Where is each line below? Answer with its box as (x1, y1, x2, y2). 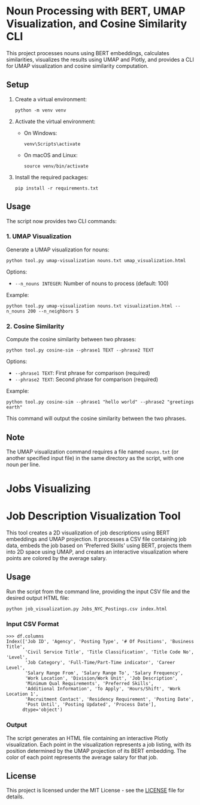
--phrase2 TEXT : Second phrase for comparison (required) (14, 376, 159, 383)
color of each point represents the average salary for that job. (6, 753, 158, 761)
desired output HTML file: (6, 594, 69, 601)
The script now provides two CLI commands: (6, 217, 117, 224)
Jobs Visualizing (6, 482, 91, 495)
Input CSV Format (6, 620, 59, 628)
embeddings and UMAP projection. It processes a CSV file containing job (6, 536, 187, 543)
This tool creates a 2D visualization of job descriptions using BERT (6, 529, 170, 536)
